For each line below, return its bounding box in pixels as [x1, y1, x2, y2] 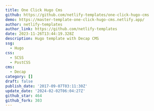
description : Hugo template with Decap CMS [5, 36, 99, 41]
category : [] [5, 74, 33, 79]
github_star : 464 [5, 93, 42, 98]
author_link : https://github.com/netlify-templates [5, 27, 117, 32]
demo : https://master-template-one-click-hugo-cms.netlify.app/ [5, 17, 145, 22]
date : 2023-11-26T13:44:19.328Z [5, 31, 74, 36]
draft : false [5, 79, 33, 84]
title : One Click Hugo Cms [5, 7, 63, 13]
